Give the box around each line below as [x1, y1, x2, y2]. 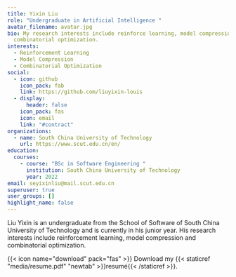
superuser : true [7, 187, 55, 194]
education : [7, 147, 39, 154]
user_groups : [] [7, 193, 55, 200]
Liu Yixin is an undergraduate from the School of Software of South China [7, 219, 220, 227]
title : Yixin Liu [7, 10, 58, 18]
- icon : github [13, 75, 58, 83]
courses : [13, 154, 39, 161]
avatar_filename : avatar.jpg [7, 23, 93, 30]
